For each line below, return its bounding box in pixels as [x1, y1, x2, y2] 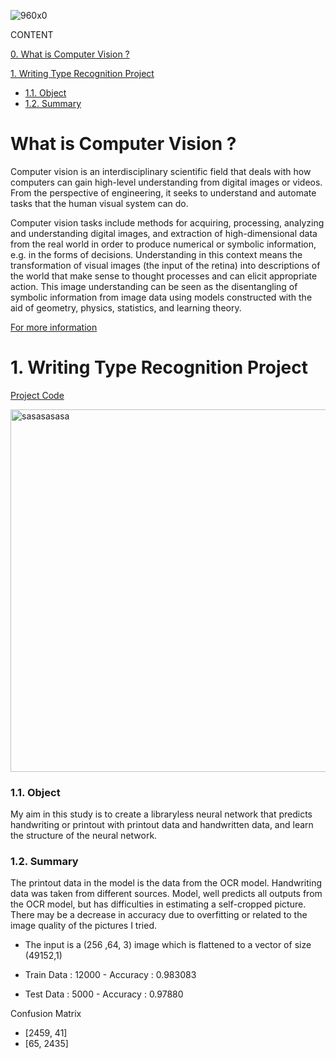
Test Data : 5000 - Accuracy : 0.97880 [24, 988, 184, 1000]
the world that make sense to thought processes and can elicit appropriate [10, 270, 318, 282]
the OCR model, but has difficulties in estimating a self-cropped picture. [10, 898, 307, 910]
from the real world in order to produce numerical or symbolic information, [10, 238, 317, 250]
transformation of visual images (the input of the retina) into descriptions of [10, 259, 321, 271]
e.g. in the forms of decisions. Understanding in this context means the [10, 248, 303, 260]
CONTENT [10, 29, 54, 40]
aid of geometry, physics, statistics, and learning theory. [10, 301, 242, 314]
